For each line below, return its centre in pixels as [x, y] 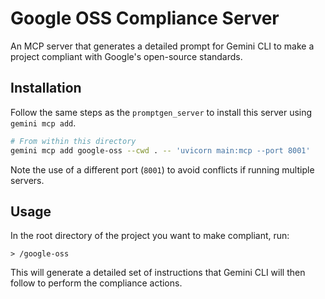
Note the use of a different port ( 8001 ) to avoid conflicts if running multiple [162, 169]
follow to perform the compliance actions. [96, 283]
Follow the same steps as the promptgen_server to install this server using [161, 112]
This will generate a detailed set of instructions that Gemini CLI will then [158, 273]
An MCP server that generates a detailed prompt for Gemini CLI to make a [162, 46]
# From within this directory [73, 141]
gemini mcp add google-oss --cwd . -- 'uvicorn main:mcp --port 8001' [160, 150]
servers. [27, 180]
